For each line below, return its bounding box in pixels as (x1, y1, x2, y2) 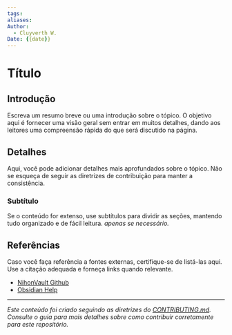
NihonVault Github (17, 278, 69, 287)
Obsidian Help (17, 286, 58, 294)
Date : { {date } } (7, 36, 51, 43)
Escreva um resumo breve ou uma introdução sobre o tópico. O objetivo (7, 111, 212, 119)
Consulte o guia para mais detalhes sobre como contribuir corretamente (7, 313, 214, 321)
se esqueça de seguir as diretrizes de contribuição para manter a (7, 171, 193, 180)
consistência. (7, 179, 45, 187)
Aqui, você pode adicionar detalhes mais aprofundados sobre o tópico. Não (7, 164, 222, 173)
